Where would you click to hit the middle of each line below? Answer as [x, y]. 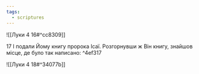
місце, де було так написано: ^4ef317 [54, 52]
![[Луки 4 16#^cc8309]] [36, 34]
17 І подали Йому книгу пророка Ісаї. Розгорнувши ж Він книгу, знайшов [99, 46]
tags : [13, 12]
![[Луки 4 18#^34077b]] [36, 64]
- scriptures [28, 17]
